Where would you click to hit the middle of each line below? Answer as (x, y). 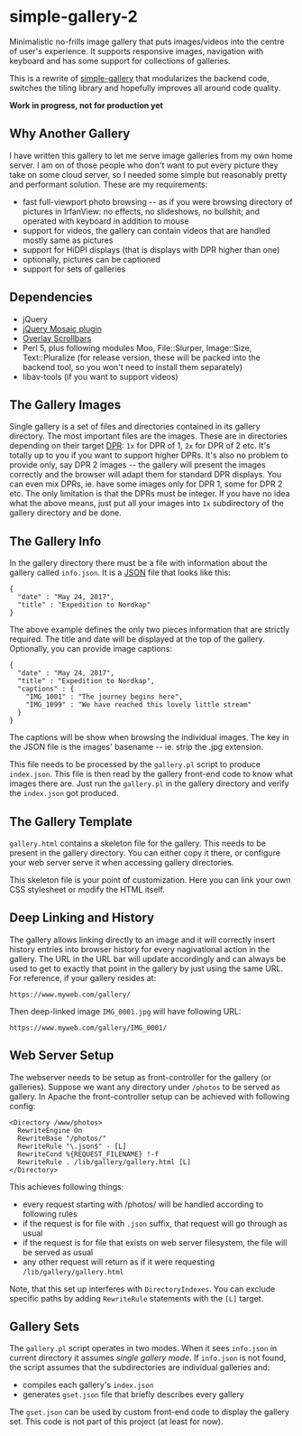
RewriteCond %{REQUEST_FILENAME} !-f (88, 1154)
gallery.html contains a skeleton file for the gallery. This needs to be (137, 843)
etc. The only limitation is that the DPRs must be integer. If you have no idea (150, 494)
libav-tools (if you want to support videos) (100, 376)
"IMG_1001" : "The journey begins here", (104, 697)
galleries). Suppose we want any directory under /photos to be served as (145, 1087)
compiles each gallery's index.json (88, 1385)
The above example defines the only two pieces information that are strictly (150, 630)
